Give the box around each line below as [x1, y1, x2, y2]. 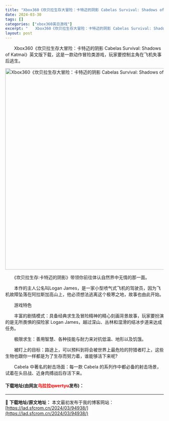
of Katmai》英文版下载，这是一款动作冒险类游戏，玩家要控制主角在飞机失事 [5, 51, 162, 57]
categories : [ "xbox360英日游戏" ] [5, 21, 72, 27]
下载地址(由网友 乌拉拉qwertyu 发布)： [5, 382, 84, 388]
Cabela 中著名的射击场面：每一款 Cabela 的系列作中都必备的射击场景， [14, 364, 161, 370]
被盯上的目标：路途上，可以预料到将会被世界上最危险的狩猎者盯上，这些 [14, 347, 164, 353]
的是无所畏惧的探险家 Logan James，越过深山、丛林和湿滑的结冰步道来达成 [5, 319, 162, 325]
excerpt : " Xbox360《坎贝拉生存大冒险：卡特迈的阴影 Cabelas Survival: [5, 26, 152, 31]
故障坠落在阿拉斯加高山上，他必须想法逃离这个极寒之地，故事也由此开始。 [9, 292, 164, 297]
